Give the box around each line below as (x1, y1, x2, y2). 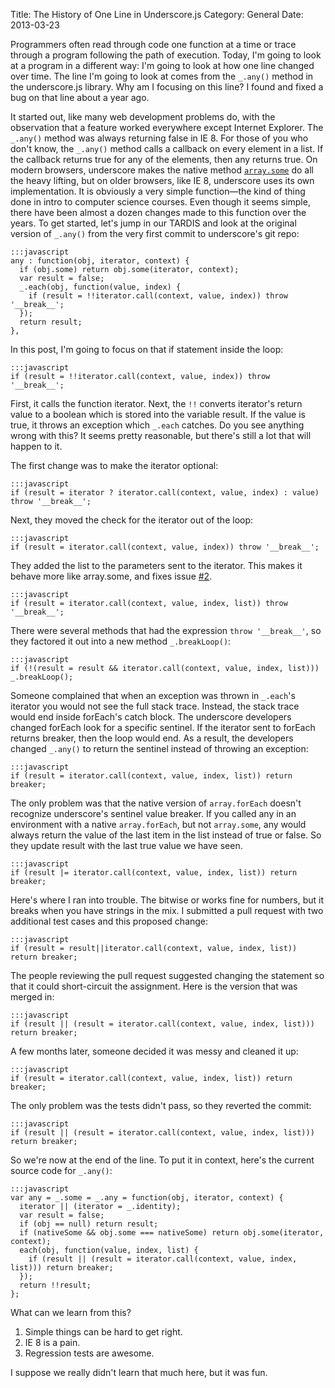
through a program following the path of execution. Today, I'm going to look (10, 49, 322, 61)
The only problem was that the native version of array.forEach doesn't (10, 797, 302, 809)
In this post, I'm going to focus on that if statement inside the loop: (10, 344, 284, 355)
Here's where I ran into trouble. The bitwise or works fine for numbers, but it (10, 894, 325, 906)
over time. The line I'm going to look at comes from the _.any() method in (10, 70, 314, 82)
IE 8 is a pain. (24, 1337, 81, 1348)
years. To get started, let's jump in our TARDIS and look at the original (10, 217, 297, 229)
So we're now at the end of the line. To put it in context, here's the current (10, 1154, 315, 1166)
